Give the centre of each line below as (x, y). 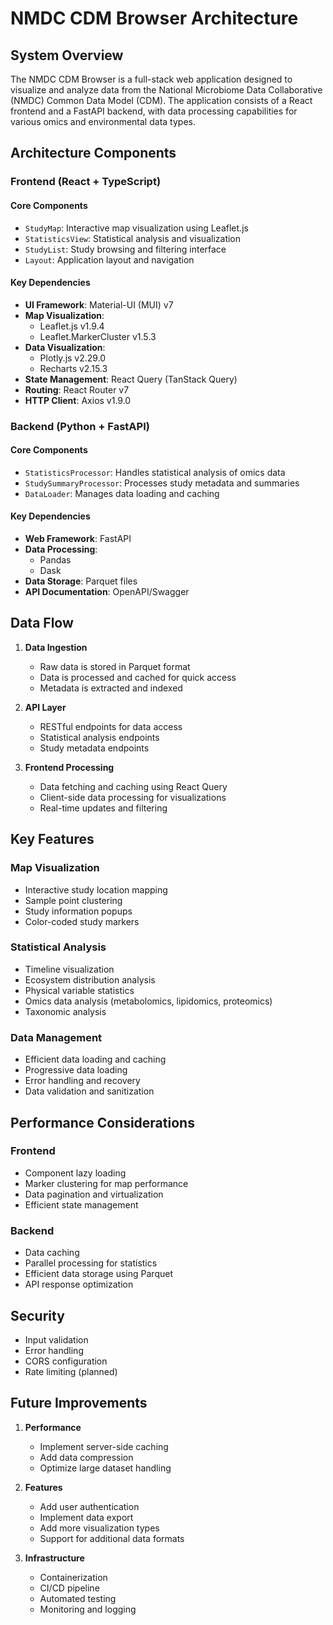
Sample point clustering (73, 900)
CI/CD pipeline (69, 1588)
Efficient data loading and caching (95, 1059)
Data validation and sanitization (89, 1091)
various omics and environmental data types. (103, 121)
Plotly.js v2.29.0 (73, 358)
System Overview (67, 55)
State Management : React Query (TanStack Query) (131, 379)
